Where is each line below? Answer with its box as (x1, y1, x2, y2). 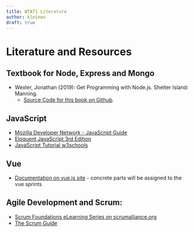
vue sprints (14, 181, 42, 187)
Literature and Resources (6, 45, 132, 58)
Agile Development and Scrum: (6, 198, 122, 208)
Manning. (14, 90, 38, 97)
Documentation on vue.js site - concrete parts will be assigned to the (14, 174, 182, 181)
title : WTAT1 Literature (6, 8, 67, 15)
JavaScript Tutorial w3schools (14, 142, 88, 149)
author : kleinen (6, 14, 46, 20)
